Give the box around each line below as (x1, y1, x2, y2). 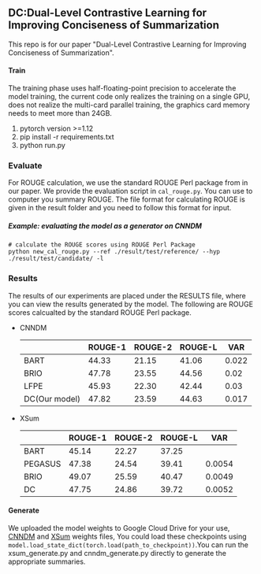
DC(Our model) (23, 393, 81, 404)
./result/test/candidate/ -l (8, 255, 104, 263)
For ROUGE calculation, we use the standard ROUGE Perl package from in (8, 178, 248, 187)
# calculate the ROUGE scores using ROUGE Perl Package (8, 241, 196, 249)
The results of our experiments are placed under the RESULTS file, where (8, 291, 247, 300)
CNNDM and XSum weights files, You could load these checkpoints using (8, 531, 247, 541)
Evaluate (8, 160, 43, 171)
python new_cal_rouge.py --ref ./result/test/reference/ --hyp (8, 248, 221, 256)
